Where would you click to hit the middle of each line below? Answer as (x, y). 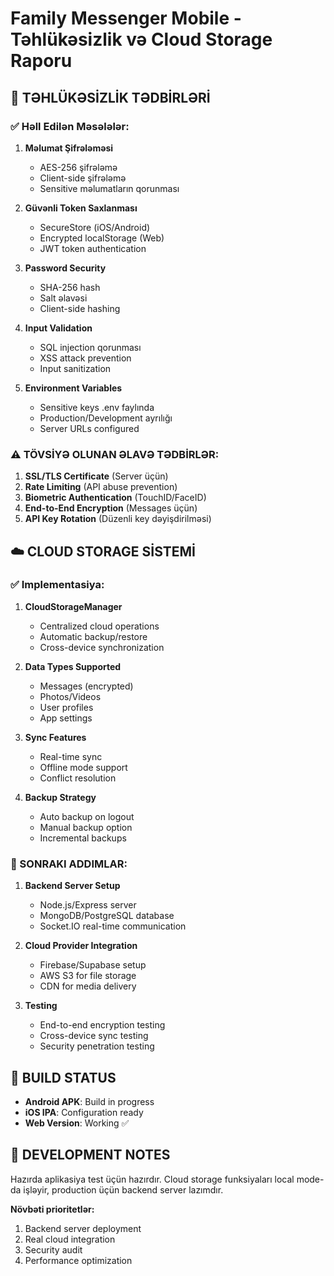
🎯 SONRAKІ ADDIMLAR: (69, 864)
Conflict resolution (78, 778)
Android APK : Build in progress (89, 1101)
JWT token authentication (93, 248)
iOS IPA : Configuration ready (84, 1112)
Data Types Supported (73, 666)
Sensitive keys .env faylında (97, 407)
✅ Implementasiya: (57, 585)
